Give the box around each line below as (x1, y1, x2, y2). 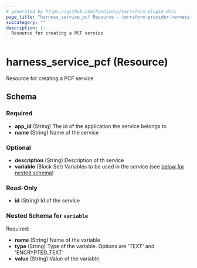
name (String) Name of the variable (14, 236, 101, 243)
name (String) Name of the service (14, 129, 99, 136)
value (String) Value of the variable (14, 255, 100, 262)
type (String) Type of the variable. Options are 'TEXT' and (14, 242, 155, 249)
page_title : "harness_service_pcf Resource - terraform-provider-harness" (6, 14, 193, 20)
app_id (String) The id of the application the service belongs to (14, 122, 167, 129)
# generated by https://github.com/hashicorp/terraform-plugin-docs (6, 8, 177, 15)
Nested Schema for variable (6, 212, 89, 220)
